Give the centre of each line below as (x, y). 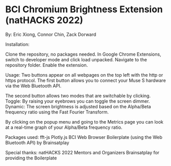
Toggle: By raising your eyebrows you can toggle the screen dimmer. (78, 101)
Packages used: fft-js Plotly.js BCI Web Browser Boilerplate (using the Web (84, 137)
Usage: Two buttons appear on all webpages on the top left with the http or (84, 75)
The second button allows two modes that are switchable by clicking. (78, 96)
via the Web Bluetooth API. (33, 86)
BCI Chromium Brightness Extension (84, 9)
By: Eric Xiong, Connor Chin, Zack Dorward (51, 34)
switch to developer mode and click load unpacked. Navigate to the (76, 59)
